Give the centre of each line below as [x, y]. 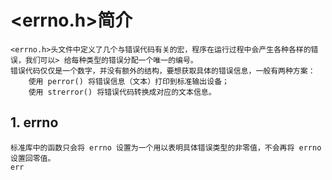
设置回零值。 [33, 158]
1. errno [34, 122]
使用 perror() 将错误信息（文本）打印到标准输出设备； [129, 81]
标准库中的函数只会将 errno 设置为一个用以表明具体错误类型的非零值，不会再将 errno [166, 147]
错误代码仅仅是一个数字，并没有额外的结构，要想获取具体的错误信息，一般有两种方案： [163, 71]
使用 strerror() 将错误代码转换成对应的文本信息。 [122, 92]
